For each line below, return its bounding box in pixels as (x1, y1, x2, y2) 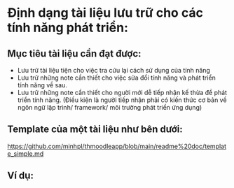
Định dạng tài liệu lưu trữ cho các (7, 5, 203, 21)
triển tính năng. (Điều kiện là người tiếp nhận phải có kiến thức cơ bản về (17, 96, 227, 104)
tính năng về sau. (17, 81, 68, 89)
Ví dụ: (7, 170, 34, 182)
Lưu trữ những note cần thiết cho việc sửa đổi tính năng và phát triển (17, 73, 216, 82)
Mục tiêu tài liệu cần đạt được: (7, 48, 142, 59)
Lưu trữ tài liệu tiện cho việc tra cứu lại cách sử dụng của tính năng (17, 66, 210, 74)
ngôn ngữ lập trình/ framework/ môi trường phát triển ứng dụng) (17, 103, 202, 111)
